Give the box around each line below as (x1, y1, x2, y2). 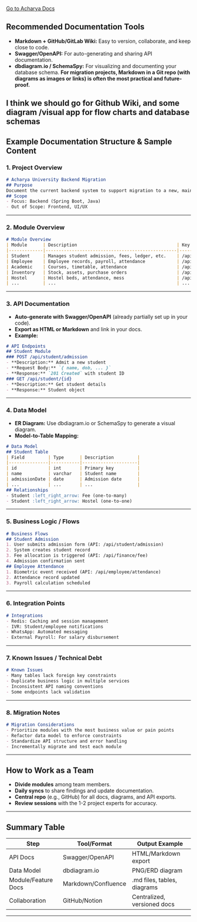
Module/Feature (9, 876, 53, 884)
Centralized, (131, 893, 166, 901)
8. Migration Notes (6, 708, 60, 716)
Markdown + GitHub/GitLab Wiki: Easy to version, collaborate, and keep (14, 38, 191, 45)
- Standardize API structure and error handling (6, 738, 127, 744)
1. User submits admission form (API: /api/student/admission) (6, 541, 164, 548)
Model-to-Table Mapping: (14, 432, 79, 439)
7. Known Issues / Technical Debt (6, 654, 103, 662)
